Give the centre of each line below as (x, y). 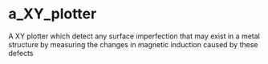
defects (21, 53)
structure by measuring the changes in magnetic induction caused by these (133, 44)
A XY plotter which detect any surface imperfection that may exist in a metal (134, 36)
